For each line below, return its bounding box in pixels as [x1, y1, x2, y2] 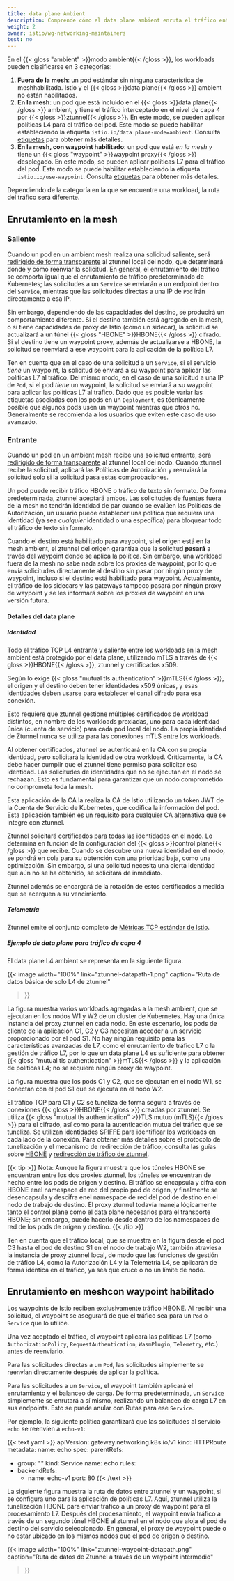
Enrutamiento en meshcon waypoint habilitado [7, 1286, 214, 1298]
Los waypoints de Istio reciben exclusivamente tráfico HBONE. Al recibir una [7, 1304, 226, 1313]
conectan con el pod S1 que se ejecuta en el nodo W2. [7, 1084, 164, 1093]
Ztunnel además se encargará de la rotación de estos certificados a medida [7, 882, 224, 890]
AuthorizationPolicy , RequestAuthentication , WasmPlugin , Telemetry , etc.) [7, 1340, 219, 1348]
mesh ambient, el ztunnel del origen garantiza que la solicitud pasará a [7, 545, 211, 553]
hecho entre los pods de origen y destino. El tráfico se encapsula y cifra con [7, 1178, 226, 1186]
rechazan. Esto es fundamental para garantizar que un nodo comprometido [7, 774, 224, 784]
